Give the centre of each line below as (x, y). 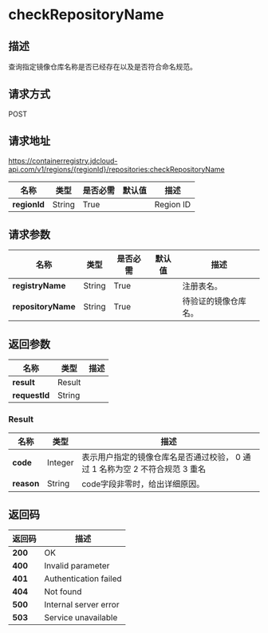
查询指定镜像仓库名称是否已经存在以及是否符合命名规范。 (102, 67)
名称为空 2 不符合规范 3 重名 (153, 469)
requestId (31, 395)
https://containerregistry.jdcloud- (63, 160)
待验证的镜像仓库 (214, 301)
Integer (60, 462)
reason (26, 483)
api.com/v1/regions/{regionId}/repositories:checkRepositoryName (116, 169)
